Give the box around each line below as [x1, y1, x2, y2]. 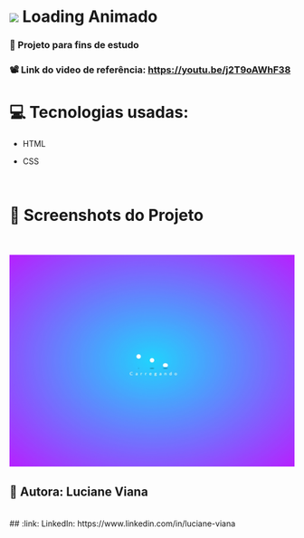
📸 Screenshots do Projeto [9, 206, 204, 226]
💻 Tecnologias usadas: [9, 102, 189, 123]
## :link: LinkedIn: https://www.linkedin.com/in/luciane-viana [9, 518, 236, 529]
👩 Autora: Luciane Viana [9, 485, 148, 500]
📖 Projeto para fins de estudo [9, 39, 139, 52]
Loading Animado [22, 6, 158, 27]
